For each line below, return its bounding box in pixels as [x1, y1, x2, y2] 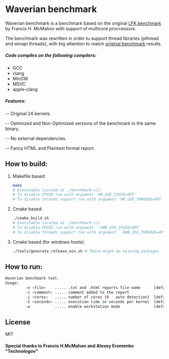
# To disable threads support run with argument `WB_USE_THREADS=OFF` [12, 197, 164, 202]
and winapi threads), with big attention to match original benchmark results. [5, 40, 162, 46]
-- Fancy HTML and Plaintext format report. [5, 145, 96, 151]
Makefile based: [12, 173, 46, 179]
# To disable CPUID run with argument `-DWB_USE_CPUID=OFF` [12, 225, 141, 230]
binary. [5, 125, 20, 131]
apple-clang [12, 86, 38, 92]
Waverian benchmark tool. [5, 276, 59, 281]
